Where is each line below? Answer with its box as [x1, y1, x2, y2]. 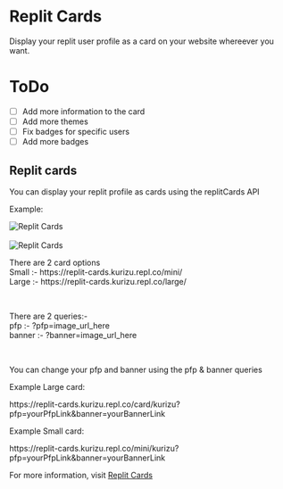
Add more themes [21, 116, 89, 127]
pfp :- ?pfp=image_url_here [9, 319, 110, 331]
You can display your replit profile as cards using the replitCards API [9, 186, 261, 197]
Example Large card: [9, 381, 86, 392]
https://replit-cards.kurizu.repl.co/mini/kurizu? [9, 443, 179, 453]
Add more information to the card [21, 105, 146, 117]
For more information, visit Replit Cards [9, 469, 154, 480]
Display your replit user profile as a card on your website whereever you [9, 36, 275, 46]
